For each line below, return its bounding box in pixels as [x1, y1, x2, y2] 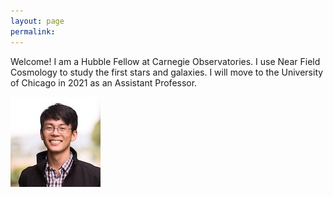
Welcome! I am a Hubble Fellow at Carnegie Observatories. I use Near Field [10, 55, 321, 67]
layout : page [10, 16, 65, 26]
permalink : [10, 26, 56, 37]
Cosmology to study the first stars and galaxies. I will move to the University [10, 66, 324, 78]
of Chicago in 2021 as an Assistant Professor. [10, 76, 198, 89]
